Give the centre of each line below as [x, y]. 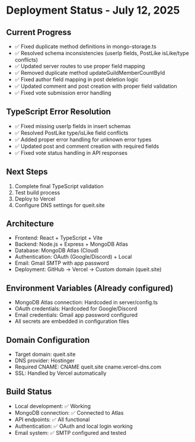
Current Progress [39, 32]
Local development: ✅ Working [52, 406]
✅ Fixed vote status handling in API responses [71, 152]
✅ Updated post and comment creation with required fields [87, 146]
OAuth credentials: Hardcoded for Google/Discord [76, 309]
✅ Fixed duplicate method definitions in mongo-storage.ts [86, 46]
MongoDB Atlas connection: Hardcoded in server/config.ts [86, 303]
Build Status [29, 392]
